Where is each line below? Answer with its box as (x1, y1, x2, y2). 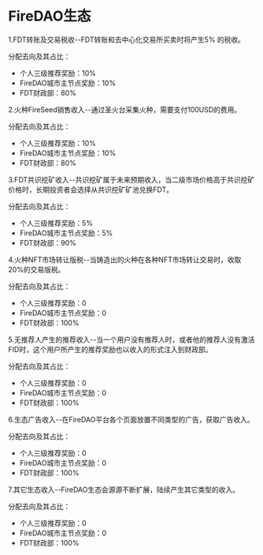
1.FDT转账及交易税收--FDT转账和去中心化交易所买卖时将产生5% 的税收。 (8, 35, 246, 44)
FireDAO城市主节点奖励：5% (19, 228, 113, 238)
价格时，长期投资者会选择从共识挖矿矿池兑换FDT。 (8, 185, 173, 194)
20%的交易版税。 (8, 264, 65, 274)
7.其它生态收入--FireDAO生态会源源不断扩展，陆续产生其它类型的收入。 (8, 485, 240, 494)
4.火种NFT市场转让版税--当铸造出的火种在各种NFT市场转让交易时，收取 (8, 254, 242, 264)
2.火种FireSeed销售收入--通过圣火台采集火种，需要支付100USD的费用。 (8, 104, 242, 114)
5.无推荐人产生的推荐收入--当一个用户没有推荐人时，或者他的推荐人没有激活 (8, 335, 255, 344)
